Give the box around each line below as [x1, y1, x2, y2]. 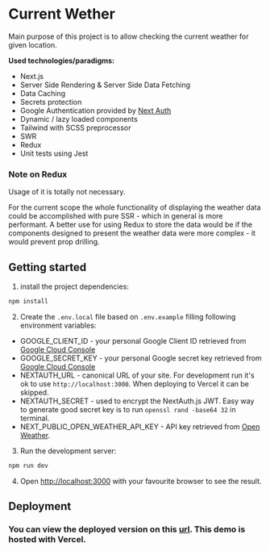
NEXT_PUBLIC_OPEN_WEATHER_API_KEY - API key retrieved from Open [19, 421, 260, 432]
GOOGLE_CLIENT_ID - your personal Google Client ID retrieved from [19, 336, 247, 345]
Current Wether [8, 5, 115, 23]
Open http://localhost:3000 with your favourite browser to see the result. [19, 476, 262, 486]
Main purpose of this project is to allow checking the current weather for [8, 31, 249, 41]
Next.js [19, 71, 44, 81]
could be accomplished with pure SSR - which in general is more [8, 211, 223, 221]
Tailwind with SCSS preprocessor [19, 123, 131, 132]
